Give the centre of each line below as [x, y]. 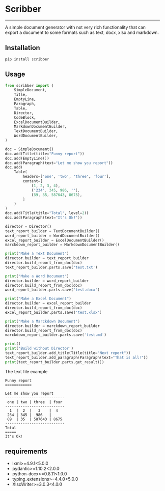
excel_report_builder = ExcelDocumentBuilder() [55, 240]
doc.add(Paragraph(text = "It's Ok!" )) [44, 218]
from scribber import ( [29, 85]
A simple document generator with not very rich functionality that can [75, 27]
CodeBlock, [25, 117]
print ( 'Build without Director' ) [39, 349]
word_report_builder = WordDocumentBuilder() [52, 236]
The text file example [26, 371]
